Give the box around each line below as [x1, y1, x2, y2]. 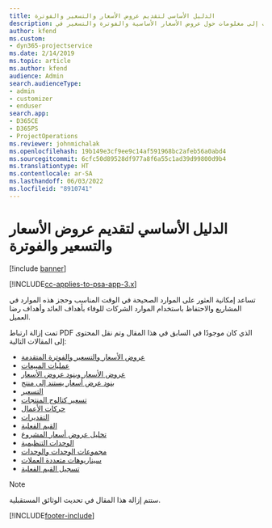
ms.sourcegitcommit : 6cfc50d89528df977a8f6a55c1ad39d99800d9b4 [9, 154, 227, 163]
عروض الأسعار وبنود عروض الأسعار [20, 369, 126, 378]
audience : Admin [9, 72, 64, 80]
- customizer [9, 95, 53, 103]
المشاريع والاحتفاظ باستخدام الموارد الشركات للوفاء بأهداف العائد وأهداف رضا [9, 303, 242, 313]
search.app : [9, 110, 49, 118]
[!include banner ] [9, 264, 67, 273]
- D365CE [9, 117, 39, 125]
